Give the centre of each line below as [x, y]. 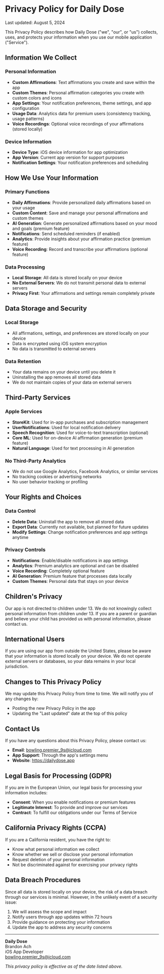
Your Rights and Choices [43, 497]
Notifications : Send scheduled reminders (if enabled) [66, 233]
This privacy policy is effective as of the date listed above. [64, 966]
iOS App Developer [24, 952]
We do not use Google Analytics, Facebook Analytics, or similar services [85, 471]
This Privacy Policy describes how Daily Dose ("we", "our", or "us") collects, [82, 32]
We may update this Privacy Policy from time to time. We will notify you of [79, 694]
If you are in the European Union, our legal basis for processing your [74, 787]
